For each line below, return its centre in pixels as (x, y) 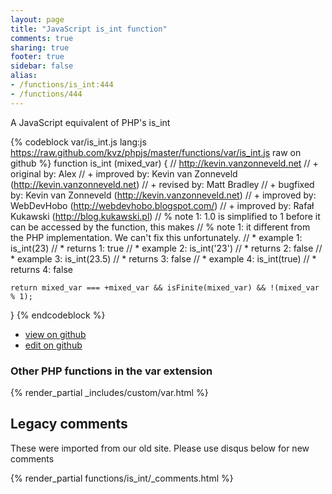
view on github (55, 334)
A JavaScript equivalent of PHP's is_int (90, 122)
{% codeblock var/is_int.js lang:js (78, 142)
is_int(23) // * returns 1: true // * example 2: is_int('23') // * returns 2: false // (166, 248)
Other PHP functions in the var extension (111, 371)
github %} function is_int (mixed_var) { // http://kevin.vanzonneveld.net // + (164, 163)
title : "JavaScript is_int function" (89, 29)
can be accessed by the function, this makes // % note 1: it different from (160, 227)
